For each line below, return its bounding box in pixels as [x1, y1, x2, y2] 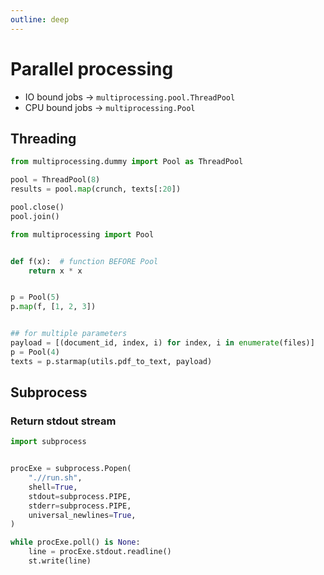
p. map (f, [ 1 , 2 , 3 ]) [10, 302, 97, 312]
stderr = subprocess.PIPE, [28, 501, 132, 511]
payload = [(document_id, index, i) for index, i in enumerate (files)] [10, 338, 315, 348]
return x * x [28, 266, 83, 276]
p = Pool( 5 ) [10, 292, 60, 303]
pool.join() [10, 211, 60, 221]
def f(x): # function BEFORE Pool [10, 256, 159, 266]
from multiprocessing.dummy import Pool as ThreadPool [10, 157, 244, 167]
